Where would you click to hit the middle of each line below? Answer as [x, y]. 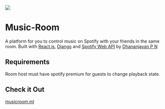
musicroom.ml [20, 102]
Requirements [27, 62]
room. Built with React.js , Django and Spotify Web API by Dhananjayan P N [82, 46]
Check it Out [25, 89]
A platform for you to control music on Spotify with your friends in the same [82, 41]
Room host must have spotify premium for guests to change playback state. [83, 74]
